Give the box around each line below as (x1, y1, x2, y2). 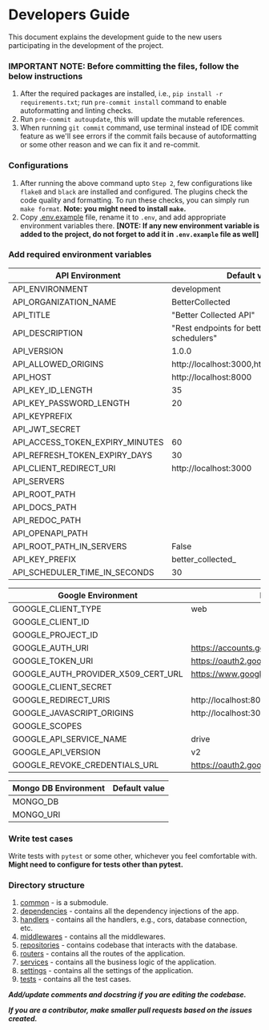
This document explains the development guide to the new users (8, 32, 223, 42)
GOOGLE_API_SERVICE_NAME (12, 733, 127, 744)
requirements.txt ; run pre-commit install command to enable (19, 98, 227, 107)
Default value (112, 783, 166, 794)
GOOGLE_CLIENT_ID (12, 616, 90, 627)
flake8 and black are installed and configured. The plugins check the (19, 187, 248, 196)
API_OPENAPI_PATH (12, 527, 88, 538)
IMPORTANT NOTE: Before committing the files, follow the (8, 60, 239, 71)
